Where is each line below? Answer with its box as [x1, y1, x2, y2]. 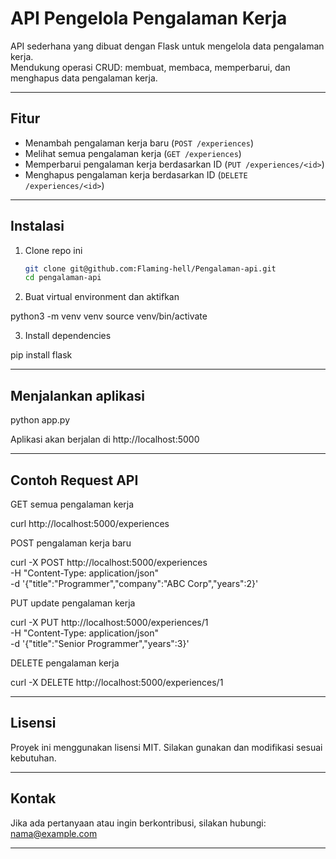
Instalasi [10, 218, 65, 235]
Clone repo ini [24, 244, 83, 256]
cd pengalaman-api [24, 273, 102, 283]
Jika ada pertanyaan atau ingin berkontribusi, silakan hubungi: [10, 817, 267, 829]
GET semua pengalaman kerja [10, 498, 135, 510]
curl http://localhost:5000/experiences [10, 517, 170, 529]
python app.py [10, 414, 71, 426]
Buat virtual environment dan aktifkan [24, 291, 180, 303]
